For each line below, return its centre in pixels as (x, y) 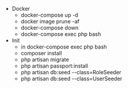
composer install (41, 53)
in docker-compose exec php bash (64, 47)
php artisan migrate (45, 60)
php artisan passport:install (54, 66)
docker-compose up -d (50, 15)
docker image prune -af (50, 21)
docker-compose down (50, 28)
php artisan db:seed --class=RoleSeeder (71, 72)
